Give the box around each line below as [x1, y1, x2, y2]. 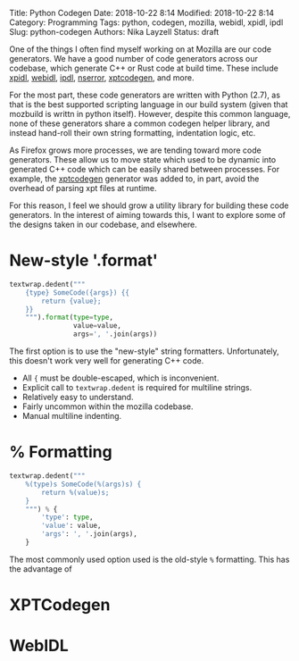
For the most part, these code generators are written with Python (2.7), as [9, 89, 281, 100]
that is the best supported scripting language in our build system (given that [9, 99, 288, 110]
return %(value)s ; [41, 488, 110, 497]
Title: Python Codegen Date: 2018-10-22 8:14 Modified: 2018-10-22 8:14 [9, 8, 275, 18]
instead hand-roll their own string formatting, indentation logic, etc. [9, 128, 256, 138]
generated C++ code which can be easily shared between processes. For [9, 164, 279, 174]
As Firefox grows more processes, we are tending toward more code [9, 145, 262, 155]
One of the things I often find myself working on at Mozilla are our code [9, 44, 272, 54]
